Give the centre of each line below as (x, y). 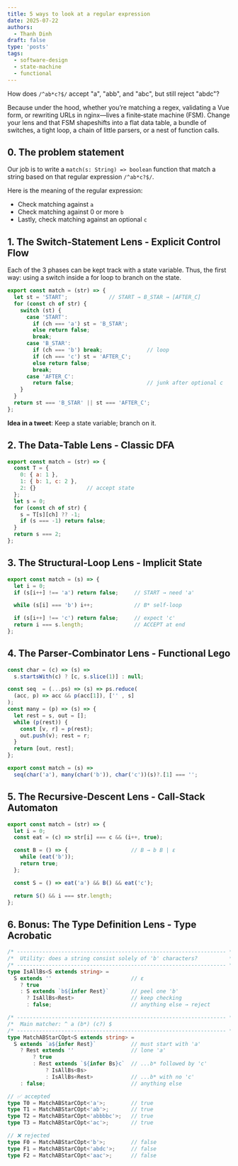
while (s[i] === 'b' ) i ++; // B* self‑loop (98, 605)
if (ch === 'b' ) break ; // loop (101, 350)
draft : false (27, 40)
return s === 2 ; (38, 534)
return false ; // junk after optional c (128, 383)
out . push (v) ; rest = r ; (55, 736)
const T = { (32, 468)
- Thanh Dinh (33, 34)
